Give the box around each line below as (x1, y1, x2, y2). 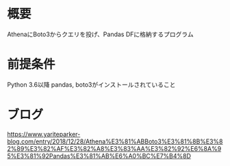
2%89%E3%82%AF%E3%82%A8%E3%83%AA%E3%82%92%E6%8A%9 (7, 144, 222, 152)
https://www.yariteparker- (7, 130, 81, 138)
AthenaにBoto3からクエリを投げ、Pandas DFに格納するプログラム (7, 30, 194, 38)
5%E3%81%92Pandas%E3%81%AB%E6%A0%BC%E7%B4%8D (7, 152, 192, 160)
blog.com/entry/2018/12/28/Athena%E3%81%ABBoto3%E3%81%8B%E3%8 (7, 137, 224, 146)
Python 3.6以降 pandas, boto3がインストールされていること (7, 80, 176, 89)
